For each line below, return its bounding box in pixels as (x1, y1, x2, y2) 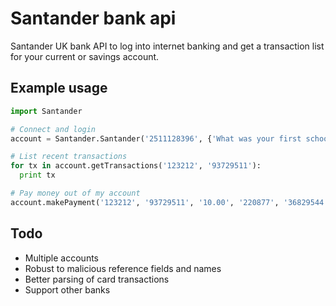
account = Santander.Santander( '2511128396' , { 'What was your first (10, 133, 302, 144)
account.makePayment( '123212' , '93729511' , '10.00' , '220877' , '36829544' (10, 197, 329, 207)
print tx (19, 170, 56, 181)
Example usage (10, 80, 108, 97)
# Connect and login (10, 124, 97, 134)
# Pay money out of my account (10, 188, 141, 198)
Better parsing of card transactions (24, 273, 170, 285)
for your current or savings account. (10, 50, 160, 62)
